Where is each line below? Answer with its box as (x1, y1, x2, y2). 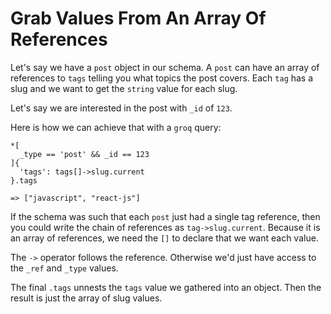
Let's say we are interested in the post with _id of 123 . (10, 102, 233, 114)
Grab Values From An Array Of (10, 7, 267, 30)
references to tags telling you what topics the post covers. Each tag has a (10, 72, 314, 84)
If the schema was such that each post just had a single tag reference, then (10, 210, 321, 222)
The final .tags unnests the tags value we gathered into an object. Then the (10, 281, 322, 293)
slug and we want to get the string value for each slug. (10, 82, 238, 94)
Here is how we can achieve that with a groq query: (10, 121, 222, 133)
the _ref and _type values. (10, 262, 119, 274)
